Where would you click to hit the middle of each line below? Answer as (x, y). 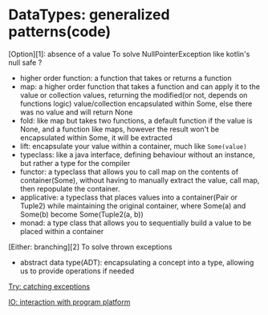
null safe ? (25, 63)
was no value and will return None (76, 112)
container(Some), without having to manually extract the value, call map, (140, 180)
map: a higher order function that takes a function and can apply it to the (140, 87)
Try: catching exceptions (49, 286)
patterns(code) (60, 32)
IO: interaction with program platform (69, 301)
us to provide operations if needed (77, 271)
